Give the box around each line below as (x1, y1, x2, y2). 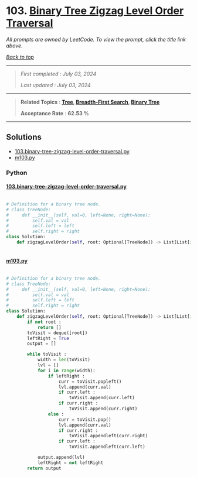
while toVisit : (27, 351, 67, 358)
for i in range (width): (37, 368, 96, 373)
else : (47, 411, 64, 417)
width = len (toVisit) (37, 357, 91, 363)
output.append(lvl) (37, 455, 85, 461)
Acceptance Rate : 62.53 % (20, 109, 89, 116)
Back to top (6, 53, 34, 60)
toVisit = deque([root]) (27, 330, 88, 336)
